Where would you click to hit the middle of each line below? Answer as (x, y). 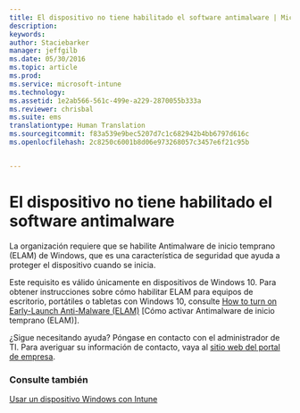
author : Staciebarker (50, 42)
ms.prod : (25, 76)
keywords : (28, 34)
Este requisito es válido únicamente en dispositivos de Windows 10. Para (143, 282)
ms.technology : (37, 92)
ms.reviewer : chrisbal (51, 109)
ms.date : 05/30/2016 (48, 59)
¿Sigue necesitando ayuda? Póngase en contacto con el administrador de (145, 337)
